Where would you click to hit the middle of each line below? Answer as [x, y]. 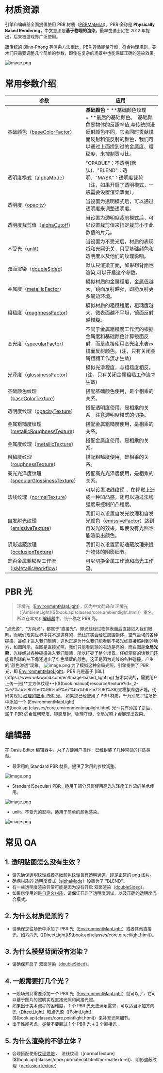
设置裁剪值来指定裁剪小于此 [122, 225]
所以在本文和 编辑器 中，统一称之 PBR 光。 [58, 618]
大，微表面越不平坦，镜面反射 [120, 313]
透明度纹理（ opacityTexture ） [42, 411]
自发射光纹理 [22, 520]
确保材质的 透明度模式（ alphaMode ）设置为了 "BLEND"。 [70, 881]
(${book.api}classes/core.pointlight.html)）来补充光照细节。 [72, 1018]
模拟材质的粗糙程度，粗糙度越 [120, 305]
